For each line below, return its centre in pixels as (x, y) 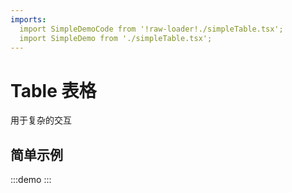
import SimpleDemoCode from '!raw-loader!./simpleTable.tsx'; (151, 29)
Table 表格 (53, 90)
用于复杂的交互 (41, 120)
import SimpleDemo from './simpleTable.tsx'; (116, 38)
